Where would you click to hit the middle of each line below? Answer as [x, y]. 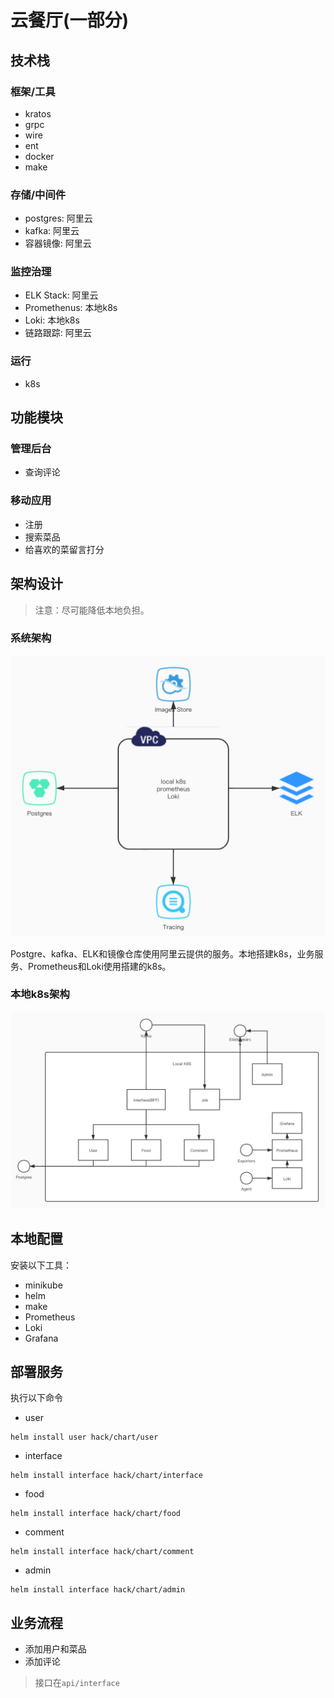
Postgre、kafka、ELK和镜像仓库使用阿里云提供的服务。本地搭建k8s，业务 [162, 953]
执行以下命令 [36, 1398]
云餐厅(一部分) [70, 20]
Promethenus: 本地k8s [71, 308]
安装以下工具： [41, 1265]
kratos [38, 113]
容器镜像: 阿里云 [58, 243]
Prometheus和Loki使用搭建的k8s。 [99, 966]
